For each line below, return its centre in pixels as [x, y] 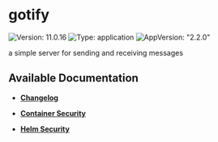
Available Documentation [74, 78]
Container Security [53, 113]
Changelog [39, 98]
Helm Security [45, 129]
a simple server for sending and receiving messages [96, 52]
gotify [29, 15]
